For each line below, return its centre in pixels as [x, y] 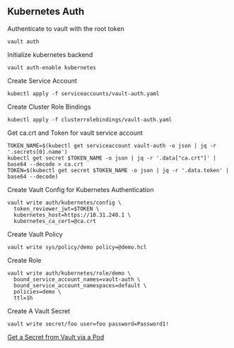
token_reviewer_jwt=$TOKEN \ [57, 209]
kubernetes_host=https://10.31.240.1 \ [72, 215]
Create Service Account [42, 80]
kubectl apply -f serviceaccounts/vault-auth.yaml [83, 94]
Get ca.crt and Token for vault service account [75, 133]
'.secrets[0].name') [38, 152]
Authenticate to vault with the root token [66, 28]
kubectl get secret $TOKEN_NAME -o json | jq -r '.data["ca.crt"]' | [112, 158]
